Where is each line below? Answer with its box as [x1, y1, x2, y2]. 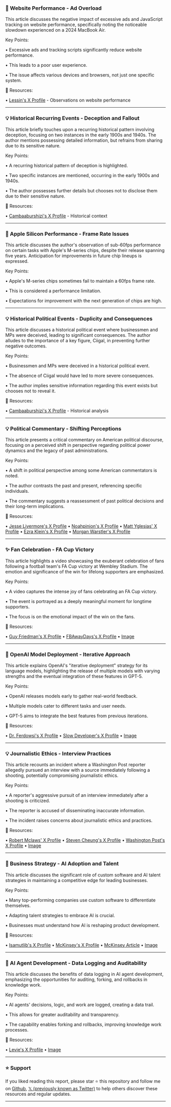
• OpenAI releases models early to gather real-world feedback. [5, 693, 137, 699]
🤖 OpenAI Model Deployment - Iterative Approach [5, 650, 131, 658]
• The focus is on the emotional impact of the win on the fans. [5, 613, 135, 619]
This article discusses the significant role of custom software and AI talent [5, 872, 161, 878]
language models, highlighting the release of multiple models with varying [5, 668, 160, 674]
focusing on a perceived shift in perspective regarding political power [5, 442, 151, 448]
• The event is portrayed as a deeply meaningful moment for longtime [5, 598, 152, 604]
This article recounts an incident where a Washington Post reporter [5, 762, 146, 768]
